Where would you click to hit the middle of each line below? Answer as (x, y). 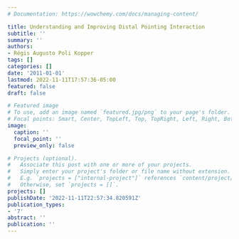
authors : (20, 47)
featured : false (31, 86)
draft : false (27, 93)
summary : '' (25, 40)
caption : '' (32, 132)
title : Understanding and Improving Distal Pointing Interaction (106, 27)
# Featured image (33, 106)
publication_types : (36, 205)
